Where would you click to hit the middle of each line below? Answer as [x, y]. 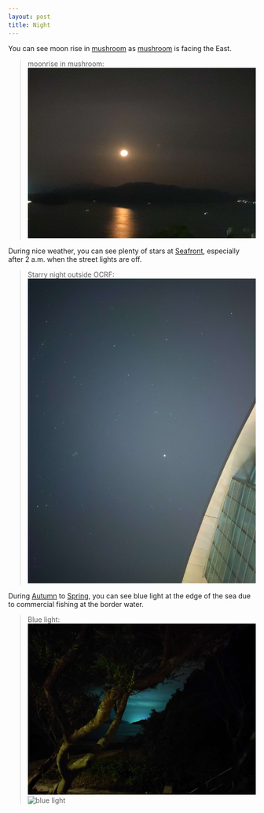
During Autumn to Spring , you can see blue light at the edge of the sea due [130, 596]
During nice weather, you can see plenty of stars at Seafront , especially [124, 251]
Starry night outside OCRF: [71, 274]
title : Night [29, 25]
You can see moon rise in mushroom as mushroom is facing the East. [120, 48]
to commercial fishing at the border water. [76, 605]
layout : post [29, 17]
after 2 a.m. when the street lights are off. [75, 259]
